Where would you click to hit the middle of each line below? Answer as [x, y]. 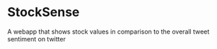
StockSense [43, 12]
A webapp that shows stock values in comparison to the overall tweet [108, 31]
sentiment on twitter [36, 38]
